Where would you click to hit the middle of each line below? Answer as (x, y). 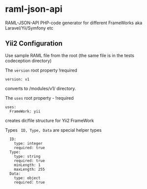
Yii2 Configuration (34, 44)
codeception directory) (28, 61)
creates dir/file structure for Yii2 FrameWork (50, 120)
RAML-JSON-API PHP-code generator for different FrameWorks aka (74, 23)
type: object (27, 178)
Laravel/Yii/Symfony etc (29, 28)
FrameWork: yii (25, 111)
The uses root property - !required (39, 98)
